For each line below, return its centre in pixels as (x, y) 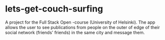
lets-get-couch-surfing (54, 9)
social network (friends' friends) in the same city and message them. (75, 32)
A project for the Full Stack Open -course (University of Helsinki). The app (80, 22)
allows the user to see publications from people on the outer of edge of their (82, 27)
